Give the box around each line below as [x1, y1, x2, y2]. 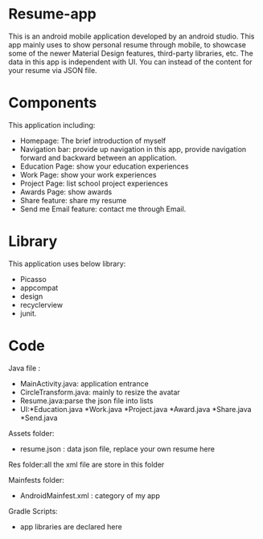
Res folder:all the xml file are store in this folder [8, 459, 165, 469]
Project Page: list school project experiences [19, 178, 169, 188]
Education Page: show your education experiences [19, 161, 189, 171]
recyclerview [19, 300, 63, 309]
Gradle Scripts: [8, 506, 58, 516]
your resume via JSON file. [8, 65, 98, 75]
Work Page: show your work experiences [19, 169, 157, 179]
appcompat [19, 283, 59, 292]
